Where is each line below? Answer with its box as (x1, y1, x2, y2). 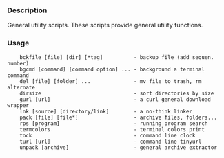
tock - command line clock (19, 132, 196, 139)
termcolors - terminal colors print (19, 126, 205, 133)
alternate (7, 84, 36, 91)
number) (7, 60, 30, 67)
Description (7, 5, 48, 15)
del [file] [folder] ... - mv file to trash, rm (19, 78, 202, 84)
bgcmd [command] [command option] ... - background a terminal (19, 66, 205, 73)
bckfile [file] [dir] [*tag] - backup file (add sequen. (19, 54, 214, 60)
